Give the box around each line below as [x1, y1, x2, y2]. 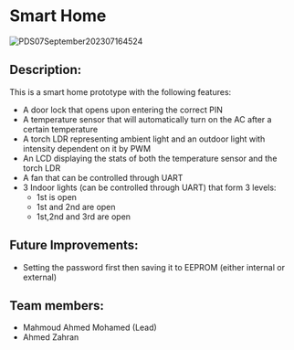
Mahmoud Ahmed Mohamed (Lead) [22, 322, 157, 334]
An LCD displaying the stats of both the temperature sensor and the [22, 153, 278, 164]
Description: [9, 62, 82, 78]
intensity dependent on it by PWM [22, 143, 152, 154]
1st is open [36, 191, 78, 202]
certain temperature [22, 123, 99, 134]
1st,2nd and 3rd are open [36, 211, 131, 222]
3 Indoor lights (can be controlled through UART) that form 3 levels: [22, 182, 277, 193]
